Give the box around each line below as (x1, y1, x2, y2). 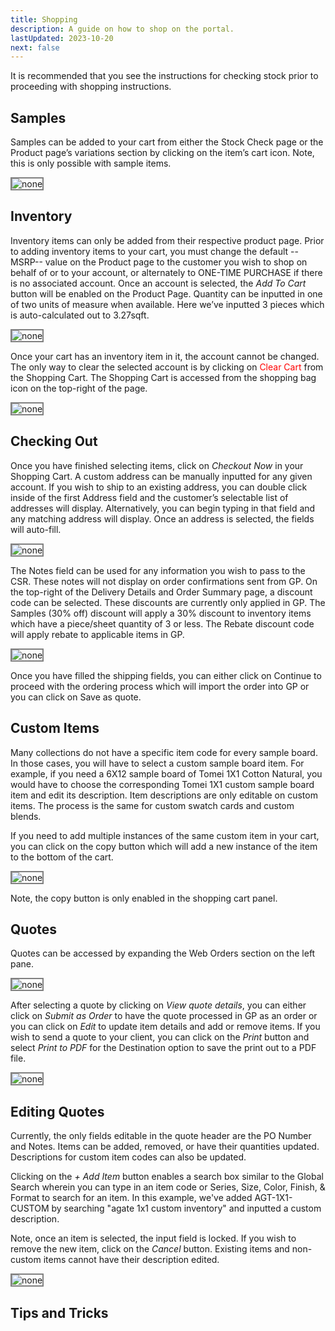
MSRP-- (10, 256, 43, 268)
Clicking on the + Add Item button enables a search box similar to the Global (10, 1171, 324, 1183)
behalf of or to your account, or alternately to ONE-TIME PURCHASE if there (10, 266, 323, 278)
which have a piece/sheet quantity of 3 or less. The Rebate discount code (10, 617, 315, 630)
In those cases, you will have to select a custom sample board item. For (10, 757, 305, 769)
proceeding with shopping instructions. (10, 81, 172, 93)
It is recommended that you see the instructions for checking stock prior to (10, 70, 319, 82)
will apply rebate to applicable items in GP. (10, 628, 185, 640)
